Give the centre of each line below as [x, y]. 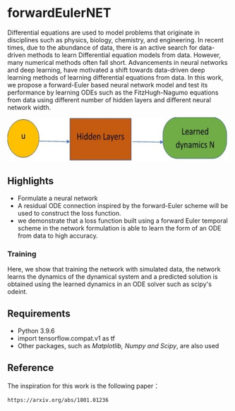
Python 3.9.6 [36, 331]
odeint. [18, 292]
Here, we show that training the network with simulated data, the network [114, 269]
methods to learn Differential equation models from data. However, [124, 55]
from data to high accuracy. [58, 235]
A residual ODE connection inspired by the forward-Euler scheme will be [122, 205]
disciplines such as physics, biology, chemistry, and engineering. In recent [115, 39]
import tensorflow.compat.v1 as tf [66, 338]
